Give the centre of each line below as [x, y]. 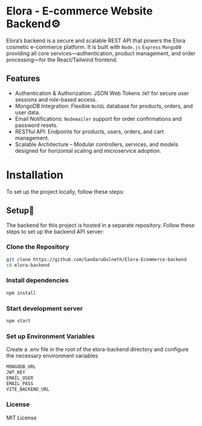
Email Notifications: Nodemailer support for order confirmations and [98, 119]
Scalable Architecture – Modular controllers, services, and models [96, 144]
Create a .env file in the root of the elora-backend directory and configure [97, 350]
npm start [19, 321]
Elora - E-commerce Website [80, 11]
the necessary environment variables [52, 356]
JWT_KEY [16, 372]
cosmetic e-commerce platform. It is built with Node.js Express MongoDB [94, 47]
